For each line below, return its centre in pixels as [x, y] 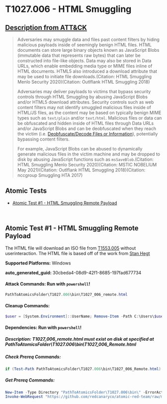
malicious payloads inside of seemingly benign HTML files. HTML [84, 45]
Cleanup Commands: [28, 306]
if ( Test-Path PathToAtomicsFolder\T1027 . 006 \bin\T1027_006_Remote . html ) [83, 369]
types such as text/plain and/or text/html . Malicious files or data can [89, 118]
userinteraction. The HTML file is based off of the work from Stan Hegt [78, 253]
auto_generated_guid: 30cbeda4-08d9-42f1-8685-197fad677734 [73, 272]
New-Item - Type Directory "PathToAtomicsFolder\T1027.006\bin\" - [75, 392]
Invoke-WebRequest [24, 397]
